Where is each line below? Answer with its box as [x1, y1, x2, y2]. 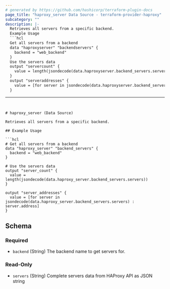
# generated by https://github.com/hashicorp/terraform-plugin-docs [5, 7, 153, 13]
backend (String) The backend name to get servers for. [12, 248, 125, 255]
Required [5, 237, 28, 244]
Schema [5, 222, 32, 231]
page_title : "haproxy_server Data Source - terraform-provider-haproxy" [5, 12, 162, 17]
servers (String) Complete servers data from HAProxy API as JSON [12, 272, 153, 279]
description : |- [5, 21, 39, 27]
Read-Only [5, 261, 33, 268]
